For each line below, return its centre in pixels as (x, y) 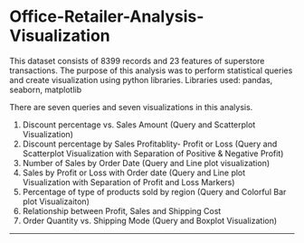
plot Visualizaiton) (56, 201)
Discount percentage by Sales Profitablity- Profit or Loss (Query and (150, 144)
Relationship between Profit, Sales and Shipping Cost (122, 210)
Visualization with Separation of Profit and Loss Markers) (128, 182)
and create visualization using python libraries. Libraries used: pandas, (141, 79)
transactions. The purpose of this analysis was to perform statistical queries (151, 70)
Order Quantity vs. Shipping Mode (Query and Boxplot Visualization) (150, 220)
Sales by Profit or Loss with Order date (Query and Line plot (134, 173)
